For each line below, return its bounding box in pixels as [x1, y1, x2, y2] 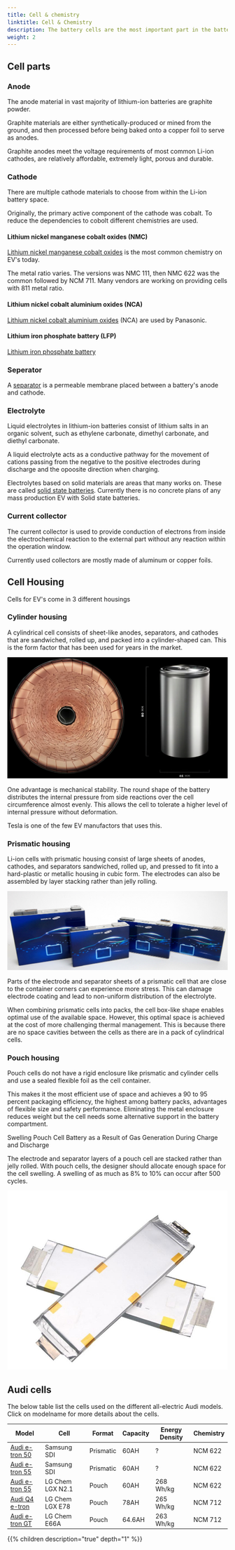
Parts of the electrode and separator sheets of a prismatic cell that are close [7, 976, 227, 986]
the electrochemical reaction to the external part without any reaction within [7, 534, 226, 543]
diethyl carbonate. [7, 437, 60, 445]
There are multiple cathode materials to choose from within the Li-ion [7, 188, 208, 197]
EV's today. [7, 256, 40, 264]
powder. [7, 105, 31, 113]
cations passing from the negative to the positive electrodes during [7, 458, 201, 466]
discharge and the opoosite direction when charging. [7, 465, 159, 474]
